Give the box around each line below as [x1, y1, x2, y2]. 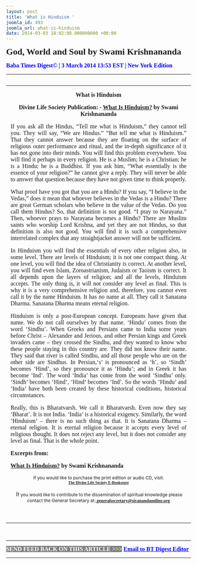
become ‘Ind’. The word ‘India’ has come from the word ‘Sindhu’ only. [11, 372, 186, 379]
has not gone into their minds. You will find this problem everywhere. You [11, 149, 186, 156]
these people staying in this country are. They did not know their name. [11, 345, 186, 352]
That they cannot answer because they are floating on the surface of [11, 136, 186, 143]
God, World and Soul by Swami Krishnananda [6, 46, 182, 57]
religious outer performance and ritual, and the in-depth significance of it [11, 143, 186, 150]
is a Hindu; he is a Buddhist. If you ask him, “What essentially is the [11, 163, 186, 170]
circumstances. [11, 392, 46, 399]
